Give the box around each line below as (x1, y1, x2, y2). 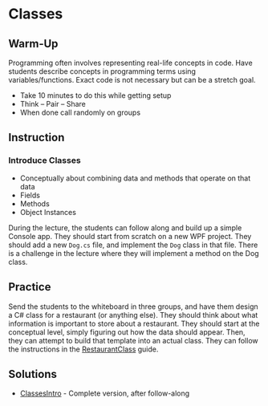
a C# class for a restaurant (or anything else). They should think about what (8, 310, 258, 319)
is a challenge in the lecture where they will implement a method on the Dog (8, 248, 259, 258)
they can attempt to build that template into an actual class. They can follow (8, 335, 258, 345)
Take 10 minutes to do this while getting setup (19, 91, 172, 100)
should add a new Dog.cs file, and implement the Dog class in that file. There (8, 240, 258, 250)
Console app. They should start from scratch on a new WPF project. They (8, 231, 252, 241)
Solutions (8, 367, 58, 381)
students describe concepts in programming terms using (8, 67, 197, 76)
